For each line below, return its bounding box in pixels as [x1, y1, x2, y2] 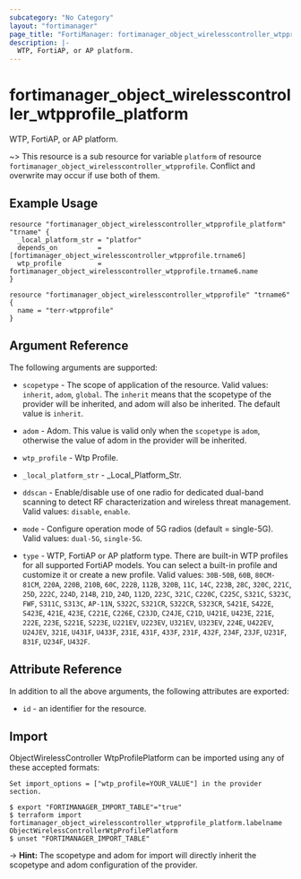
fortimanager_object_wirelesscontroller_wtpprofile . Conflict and [9, 160, 255, 171]
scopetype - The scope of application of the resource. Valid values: [21, 379, 269, 390]
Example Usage [9, 196, 99, 211]
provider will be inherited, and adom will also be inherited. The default [21, 398, 280, 409]
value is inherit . [21, 408, 84, 418]
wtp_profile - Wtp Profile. [21, 452, 119, 462]
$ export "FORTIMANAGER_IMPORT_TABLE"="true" [9, 803, 182, 812]
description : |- [9, 38, 70, 47]
